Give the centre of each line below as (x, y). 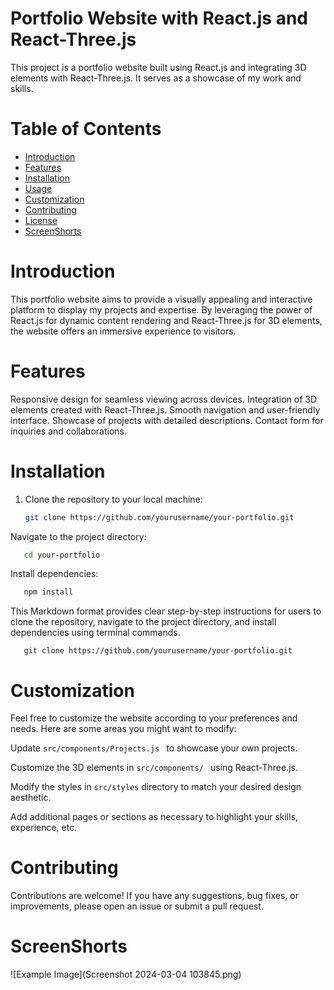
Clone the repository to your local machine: (113, 499)
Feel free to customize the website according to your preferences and (154, 718)
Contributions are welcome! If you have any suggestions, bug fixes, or (154, 896)
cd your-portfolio (62, 555)
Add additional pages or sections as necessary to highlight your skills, (154, 817)
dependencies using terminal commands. (95, 633)
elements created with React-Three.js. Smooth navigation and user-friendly (165, 409)
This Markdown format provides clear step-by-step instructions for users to (166, 611)
